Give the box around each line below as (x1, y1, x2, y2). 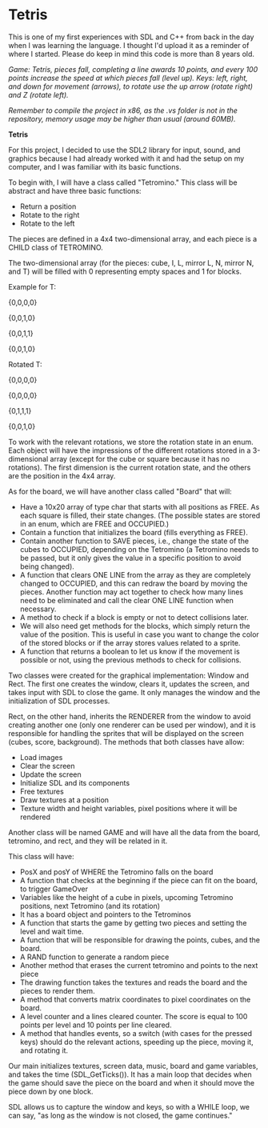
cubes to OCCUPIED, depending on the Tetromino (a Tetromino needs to (19, 544, 259, 554)
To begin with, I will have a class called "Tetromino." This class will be (8, 178, 238, 187)
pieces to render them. (19, 986, 95, 995)
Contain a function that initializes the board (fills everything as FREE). (19, 527, 248, 537)
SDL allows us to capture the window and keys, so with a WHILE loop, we (8, 1102, 250, 1111)
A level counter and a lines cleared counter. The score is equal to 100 (19, 1011, 248, 1021)
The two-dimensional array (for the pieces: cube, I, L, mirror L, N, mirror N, (8, 258, 254, 267)
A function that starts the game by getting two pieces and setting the (19, 918, 247, 927)
